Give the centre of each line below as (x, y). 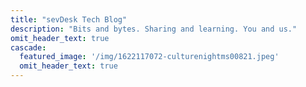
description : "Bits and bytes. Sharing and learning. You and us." (154, 29)
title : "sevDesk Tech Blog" (69, 19)
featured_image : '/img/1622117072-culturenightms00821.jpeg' (149, 57)
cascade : (28, 47)
